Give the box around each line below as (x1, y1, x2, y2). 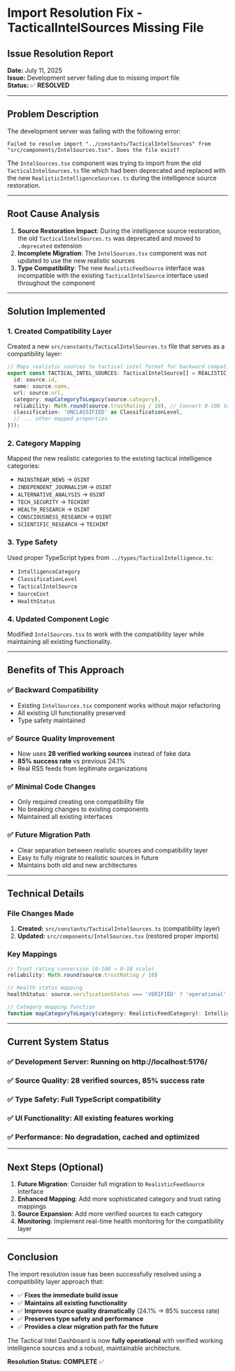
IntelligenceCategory (17, 568, 80, 575)
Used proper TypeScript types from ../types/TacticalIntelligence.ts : (7, 553, 213, 561)
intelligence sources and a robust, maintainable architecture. (7, 1344, 182, 1352)
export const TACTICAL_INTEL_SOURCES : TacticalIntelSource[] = (7, 370, 196, 377)
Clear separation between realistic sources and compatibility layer (17, 845, 208, 855)
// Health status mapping (7, 985, 83, 992)
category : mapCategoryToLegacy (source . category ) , (13, 395, 161, 403)
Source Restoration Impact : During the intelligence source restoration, (17, 226, 222, 235)
